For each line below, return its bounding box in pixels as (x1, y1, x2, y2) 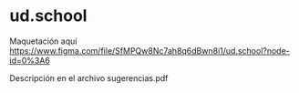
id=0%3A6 (9, 55, 50, 66)
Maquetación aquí (9, 36, 77, 46)
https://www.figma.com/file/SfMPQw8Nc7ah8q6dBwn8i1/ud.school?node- (9, 45, 290, 56)
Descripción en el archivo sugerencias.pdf (9, 72, 169, 83)
